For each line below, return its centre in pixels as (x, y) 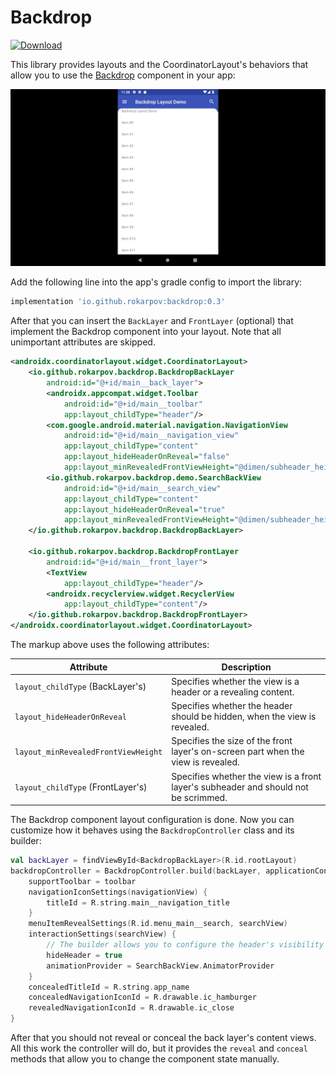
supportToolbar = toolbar (82, 881)
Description (246, 667)
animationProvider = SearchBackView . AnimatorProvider (160, 966)
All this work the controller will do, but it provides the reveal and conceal (159, 1048)
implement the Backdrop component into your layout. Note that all (146, 332)
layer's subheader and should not (240, 787)
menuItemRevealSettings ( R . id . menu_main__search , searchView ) (158, 924)
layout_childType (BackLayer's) (80, 687)
